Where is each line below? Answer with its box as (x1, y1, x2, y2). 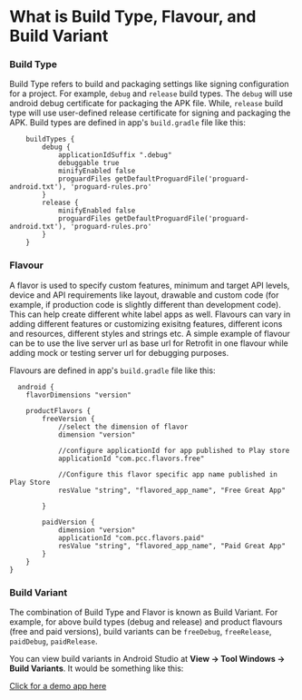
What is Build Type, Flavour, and (9, 6, 257, 27)
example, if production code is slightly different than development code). (9, 299, 281, 310)
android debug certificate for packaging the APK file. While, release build (9, 98, 284, 109)
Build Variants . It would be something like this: (9, 663, 184, 674)
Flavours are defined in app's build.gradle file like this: (9, 365, 216, 376)
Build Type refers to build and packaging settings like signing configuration (9, 79, 289, 90)
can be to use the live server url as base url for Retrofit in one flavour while (9, 338, 288, 349)
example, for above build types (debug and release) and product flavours (9, 616, 283, 627)
